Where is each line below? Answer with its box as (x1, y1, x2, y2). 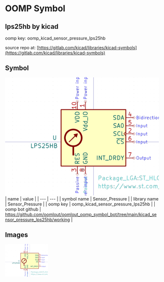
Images (5, 231, 28, 239)
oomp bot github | (5, 206, 41, 212)
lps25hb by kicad (5, 22, 59, 31)
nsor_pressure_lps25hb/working (5, 217, 70, 222)
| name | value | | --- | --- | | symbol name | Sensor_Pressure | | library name (5, 196, 159, 202)
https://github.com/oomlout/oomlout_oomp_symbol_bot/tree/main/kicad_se (5, 212, 157, 218)
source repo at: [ (5, 45, 39, 50)
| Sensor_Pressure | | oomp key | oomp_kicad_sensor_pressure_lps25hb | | (5, 201, 156, 207)
